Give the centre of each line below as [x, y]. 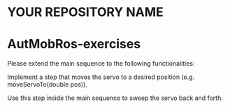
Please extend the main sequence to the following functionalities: [101, 64]
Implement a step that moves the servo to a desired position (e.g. [101, 77]
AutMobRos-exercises [74, 44]
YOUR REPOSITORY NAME [86, 12]
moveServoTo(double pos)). [47, 85]
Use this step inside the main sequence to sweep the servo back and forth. [115, 98]
